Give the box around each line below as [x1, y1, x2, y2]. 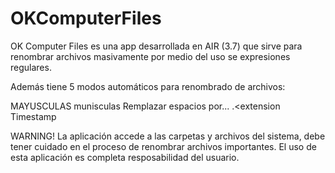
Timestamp [10, 110, 57, 122]
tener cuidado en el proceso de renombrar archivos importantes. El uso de [10, 140, 317, 152]
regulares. [10, 61, 52, 73]
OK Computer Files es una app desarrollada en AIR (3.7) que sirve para [10, 40, 303, 52]
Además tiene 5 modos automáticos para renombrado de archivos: [10, 80, 286, 92]
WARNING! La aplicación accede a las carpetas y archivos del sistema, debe [10, 130, 326, 142]
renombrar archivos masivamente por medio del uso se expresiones [10, 50, 291, 62]
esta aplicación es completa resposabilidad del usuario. [10, 151, 240, 163]
